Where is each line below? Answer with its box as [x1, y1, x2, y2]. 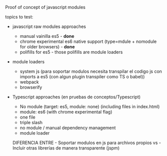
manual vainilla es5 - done [19, 33, 75, 39]
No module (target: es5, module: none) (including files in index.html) [19, 104, 160, 109]
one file [19, 114, 36, 120]
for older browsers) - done [19, 44, 75, 49]
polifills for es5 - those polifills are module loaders [19, 49, 123, 55]
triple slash [19, 120, 43, 125]
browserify [19, 84, 42, 90]
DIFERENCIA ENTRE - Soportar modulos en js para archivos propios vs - [12, 140, 161, 146]
